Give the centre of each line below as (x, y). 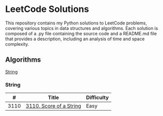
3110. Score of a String (53, 106)
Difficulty (98, 98)
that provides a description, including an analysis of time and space (75, 39)
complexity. (17, 44)
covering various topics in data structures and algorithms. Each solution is (81, 28)
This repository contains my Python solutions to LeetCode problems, (76, 23)
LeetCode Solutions (47, 9)
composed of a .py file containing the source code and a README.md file (81, 33)
